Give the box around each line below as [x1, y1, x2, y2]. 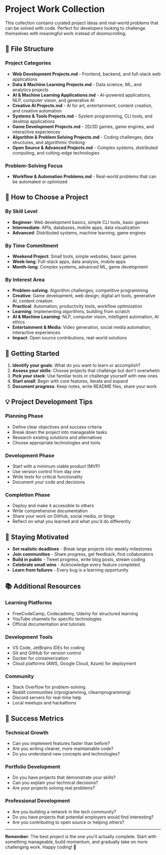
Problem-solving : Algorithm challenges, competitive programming [12, 287, 148, 293]
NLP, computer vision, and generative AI [12, 97, 95, 103]
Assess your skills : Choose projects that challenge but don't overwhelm [12, 368, 160, 374]
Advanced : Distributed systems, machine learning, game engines [12, 229, 146, 236]
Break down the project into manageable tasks [12, 429, 107, 435]
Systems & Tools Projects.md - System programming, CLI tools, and [12, 113, 153, 119]
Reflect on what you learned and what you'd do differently [12, 519, 131, 525]
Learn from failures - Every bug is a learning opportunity [12, 567, 128, 573]
